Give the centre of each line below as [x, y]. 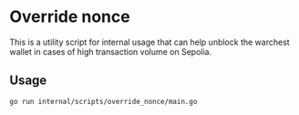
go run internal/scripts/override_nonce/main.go [103, 101]
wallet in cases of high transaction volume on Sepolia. [111, 51]
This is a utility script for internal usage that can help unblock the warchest [149, 42]
